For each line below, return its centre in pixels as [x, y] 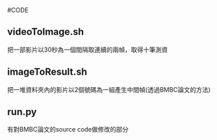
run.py [22, 112]
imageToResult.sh [47, 72]
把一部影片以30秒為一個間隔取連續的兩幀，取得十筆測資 [88, 49]
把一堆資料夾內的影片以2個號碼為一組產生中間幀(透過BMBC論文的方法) [109, 89]
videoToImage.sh [46, 32]
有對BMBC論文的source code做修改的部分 [68, 130]
